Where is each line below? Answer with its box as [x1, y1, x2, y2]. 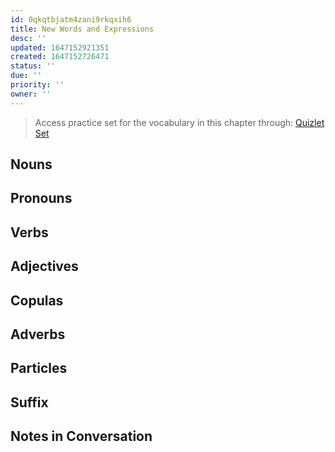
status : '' [10, 61, 56, 71]
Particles [10, 360, 68, 377]
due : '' [10, 71, 43, 81]
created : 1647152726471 [10, 52, 110, 62]
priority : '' [10, 80, 65, 90]
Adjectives [10, 258, 79, 275]
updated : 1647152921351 [10, 42, 110, 53]
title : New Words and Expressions [10, 24, 155, 34]
